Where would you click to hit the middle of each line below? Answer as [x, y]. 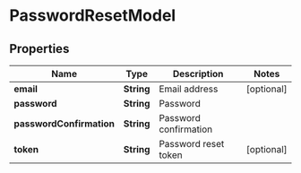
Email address [189, 89]
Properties [39, 49]
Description [198, 74]
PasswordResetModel [93, 16]
